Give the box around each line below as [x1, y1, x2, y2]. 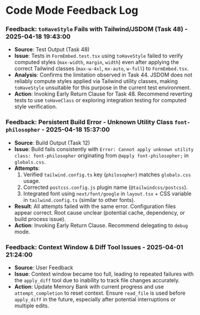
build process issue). [14, 215, 66, 222]
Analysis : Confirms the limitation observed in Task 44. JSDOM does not [14, 71, 193, 78]
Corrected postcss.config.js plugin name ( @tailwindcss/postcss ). [23, 184, 188, 191]
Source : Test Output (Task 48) [14, 46, 90, 53]
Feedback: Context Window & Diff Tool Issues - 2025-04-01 [5, 243, 184, 251]
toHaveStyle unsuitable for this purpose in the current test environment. [14, 84, 191, 91]
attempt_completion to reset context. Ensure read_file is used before [14, 289, 186, 296]
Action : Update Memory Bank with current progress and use [14, 283, 164, 290]
